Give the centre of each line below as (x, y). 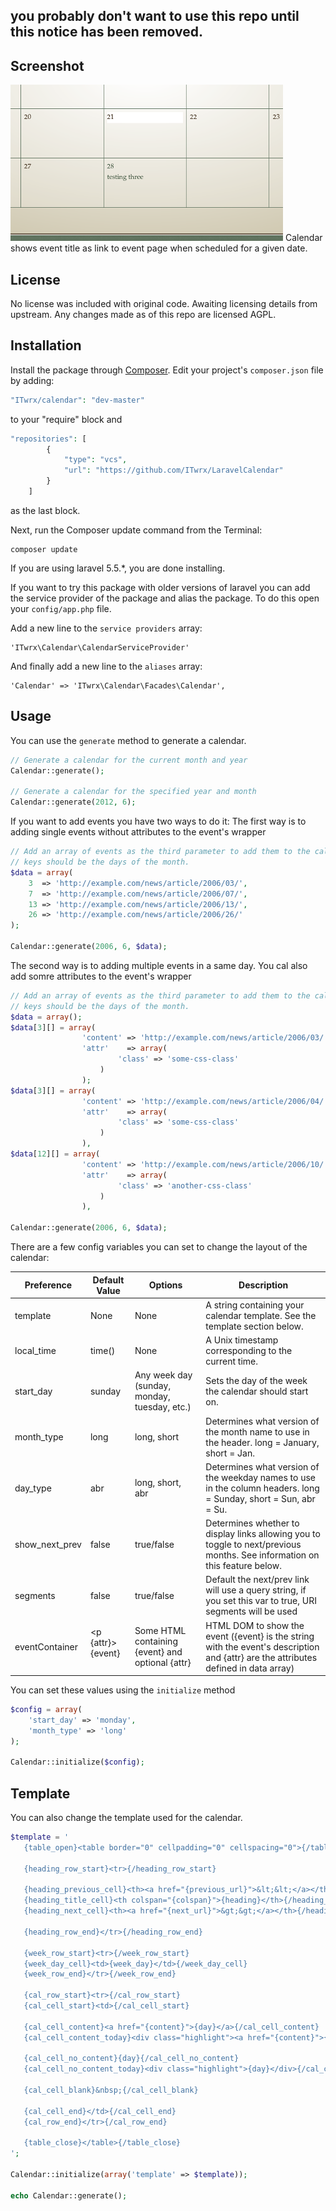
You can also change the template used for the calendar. (126, 1818)
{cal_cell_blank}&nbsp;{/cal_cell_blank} (111, 2090)
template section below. (254, 1326)
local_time (35, 1351)
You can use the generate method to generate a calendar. (128, 740)
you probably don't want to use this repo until (155, 16)
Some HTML (160, 1631)
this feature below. (243, 1566)
